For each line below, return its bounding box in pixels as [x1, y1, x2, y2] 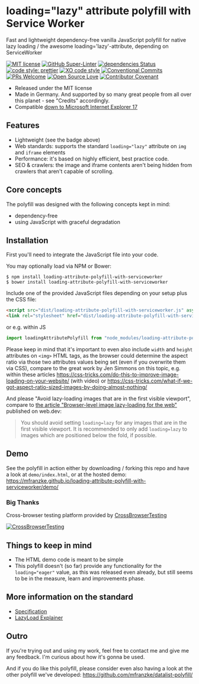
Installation [6, 235, 49, 245]
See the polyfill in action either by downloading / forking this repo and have [6, 464, 190, 471]
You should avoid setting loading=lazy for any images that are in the [20, 419, 187, 426]
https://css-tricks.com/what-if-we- [107, 377, 193, 384]
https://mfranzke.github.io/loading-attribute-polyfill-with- [6, 477, 146, 484]
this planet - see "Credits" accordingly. [14, 97, 110, 104]
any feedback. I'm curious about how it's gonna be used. [6, 653, 145, 660]
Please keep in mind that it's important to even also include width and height [6, 346, 193, 353]
